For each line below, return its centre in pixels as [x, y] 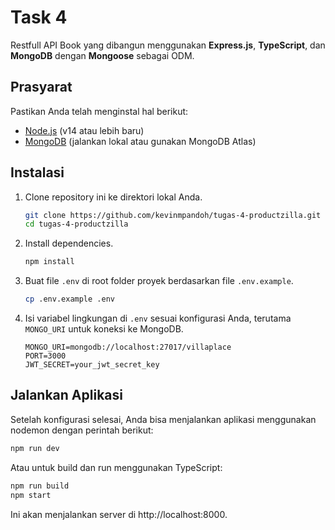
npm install [49, 262]
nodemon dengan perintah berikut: [82, 430]
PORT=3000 [45, 356]
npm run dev [35, 448]
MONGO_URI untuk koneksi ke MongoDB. [104, 329]
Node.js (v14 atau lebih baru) [84, 130]
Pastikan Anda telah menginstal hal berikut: [99, 111]
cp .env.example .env [69, 299]
